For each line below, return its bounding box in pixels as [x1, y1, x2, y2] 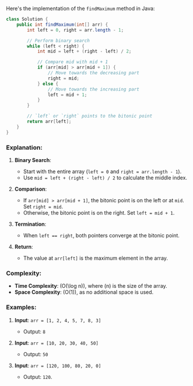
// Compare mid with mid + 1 [37, 59, 108, 65]
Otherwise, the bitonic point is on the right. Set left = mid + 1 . [23, 209, 175, 216]
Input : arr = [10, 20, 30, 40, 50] [14, 339, 99, 346]
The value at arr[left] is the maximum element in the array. [23, 254, 168, 261]
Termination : [14, 220, 47, 228]
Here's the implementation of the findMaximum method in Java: [6, 5, 155, 12]
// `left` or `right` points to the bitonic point [27, 113, 153, 119]
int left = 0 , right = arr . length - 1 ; [27, 27, 124, 33]
